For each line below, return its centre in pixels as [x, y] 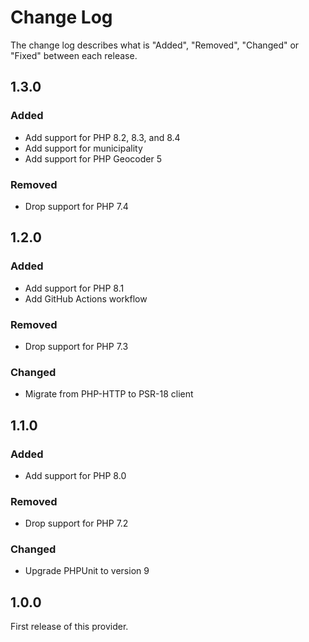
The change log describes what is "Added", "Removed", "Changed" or [155, 45]
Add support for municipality [83, 148]
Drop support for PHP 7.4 [76, 206]
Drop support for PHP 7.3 [76, 346]
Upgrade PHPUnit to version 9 [87, 571]
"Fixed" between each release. [74, 55]
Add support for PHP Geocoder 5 [93, 158]
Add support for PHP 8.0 [75, 475]
